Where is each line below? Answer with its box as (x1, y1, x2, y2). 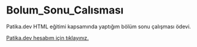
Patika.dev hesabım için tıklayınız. (6, 34, 89, 41)
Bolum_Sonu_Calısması (6, 4, 124, 17)
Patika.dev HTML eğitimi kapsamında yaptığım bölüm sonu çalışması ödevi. (6, 23, 191, 30)
